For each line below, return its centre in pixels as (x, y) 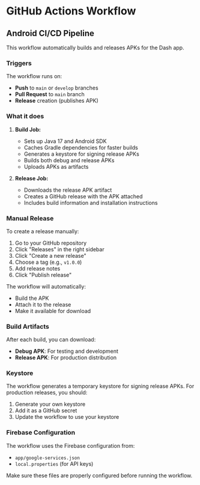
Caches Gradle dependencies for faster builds (81, 147)
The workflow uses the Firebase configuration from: (71, 445)
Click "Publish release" (43, 275)
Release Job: (32, 178)
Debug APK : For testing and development (67, 351)
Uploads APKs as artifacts (56, 166)
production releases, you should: (47, 392)
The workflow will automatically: (46, 286)
